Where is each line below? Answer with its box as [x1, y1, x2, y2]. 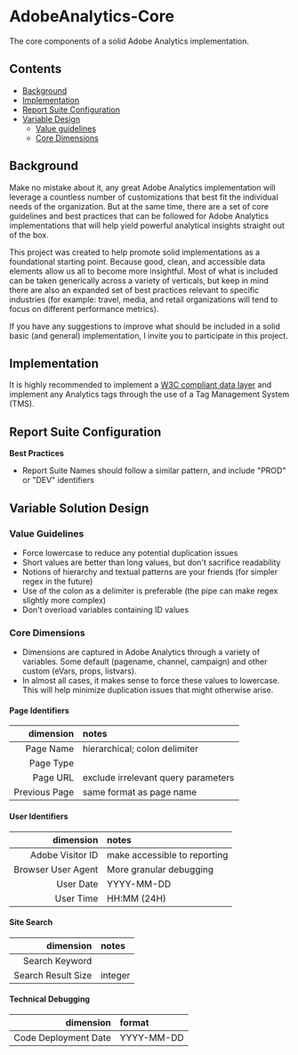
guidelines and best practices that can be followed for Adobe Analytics [9, 210, 270, 221]
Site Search [9, 917, 53, 928]
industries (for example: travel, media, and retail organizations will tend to [9, 294, 278, 305]
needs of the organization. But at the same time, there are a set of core [9, 200, 270, 211]
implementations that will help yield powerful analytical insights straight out [9, 220, 285, 231]
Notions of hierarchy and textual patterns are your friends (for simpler [21, 566, 278, 577]
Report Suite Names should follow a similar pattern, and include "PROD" [21, 465, 286, 476]
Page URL [32, 772, 74, 784]
